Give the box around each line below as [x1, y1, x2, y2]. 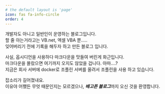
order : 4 [5, 16, 24, 21]
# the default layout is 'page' [5, 7, 73, 12]
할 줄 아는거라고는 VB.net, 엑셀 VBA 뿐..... [5, 37, 88, 43]
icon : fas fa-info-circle [5, 12, 59, 17]
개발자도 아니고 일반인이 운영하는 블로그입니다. [5, 31, 97, 37]
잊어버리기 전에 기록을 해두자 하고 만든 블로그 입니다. [5, 43, 108, 49]
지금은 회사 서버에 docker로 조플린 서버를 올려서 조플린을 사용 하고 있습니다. [5, 66, 154, 72]
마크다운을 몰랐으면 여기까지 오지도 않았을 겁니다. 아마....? [5, 60, 118, 66]
